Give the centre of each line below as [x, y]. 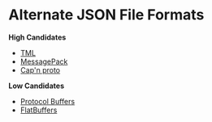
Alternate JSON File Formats [106, 15]
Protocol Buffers [48, 101]
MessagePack [44, 61]
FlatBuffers [39, 110]
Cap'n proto [40, 69]
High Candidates [37, 37]
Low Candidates [37, 86]
